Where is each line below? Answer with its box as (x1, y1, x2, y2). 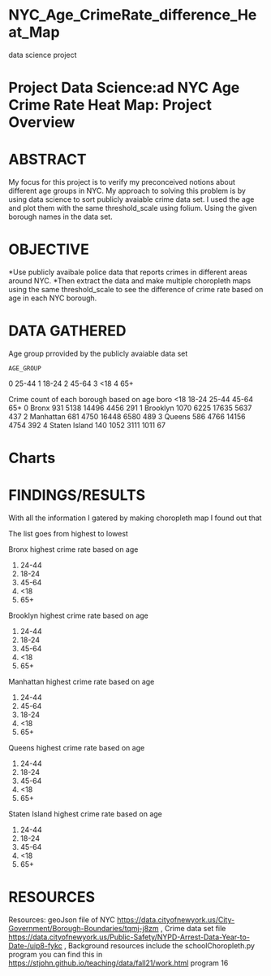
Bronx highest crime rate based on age (8, 545, 139, 554)
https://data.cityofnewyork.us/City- (117, 915, 235, 925)
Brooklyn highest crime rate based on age (8, 611, 148, 620)
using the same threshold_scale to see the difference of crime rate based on (8, 285, 264, 294)
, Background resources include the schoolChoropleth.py (63, 941, 256, 950)
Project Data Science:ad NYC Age (8, 79, 240, 97)
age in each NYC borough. (8, 293, 97, 303)
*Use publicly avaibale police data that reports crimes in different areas (8, 267, 247, 277)
